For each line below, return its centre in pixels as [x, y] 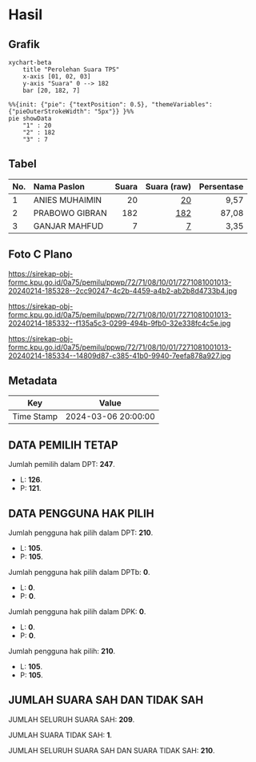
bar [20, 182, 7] [52, 90]
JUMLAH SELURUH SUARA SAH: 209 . [72, 719]
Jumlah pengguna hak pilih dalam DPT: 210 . [81, 533]
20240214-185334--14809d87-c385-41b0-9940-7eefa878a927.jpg [120, 355]
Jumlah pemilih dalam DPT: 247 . [62, 465]
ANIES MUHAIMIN [68, 200]
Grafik [24, 44]
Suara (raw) [168, 186]
